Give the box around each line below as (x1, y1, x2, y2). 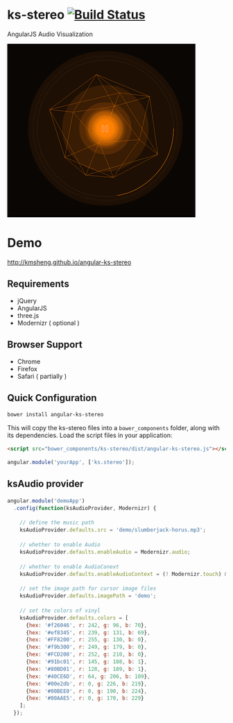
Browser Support (7, 339, 83, 350)
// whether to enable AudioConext (19, 563, 119, 570)
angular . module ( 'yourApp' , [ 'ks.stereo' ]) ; (7, 459, 135, 466)
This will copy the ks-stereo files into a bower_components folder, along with (7, 424, 221, 432)
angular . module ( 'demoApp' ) (7, 497, 85, 504)
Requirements (7, 278, 69, 290)
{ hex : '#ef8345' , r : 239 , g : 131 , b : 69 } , (25, 629, 150, 636)
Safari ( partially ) (17, 372, 67, 380)
